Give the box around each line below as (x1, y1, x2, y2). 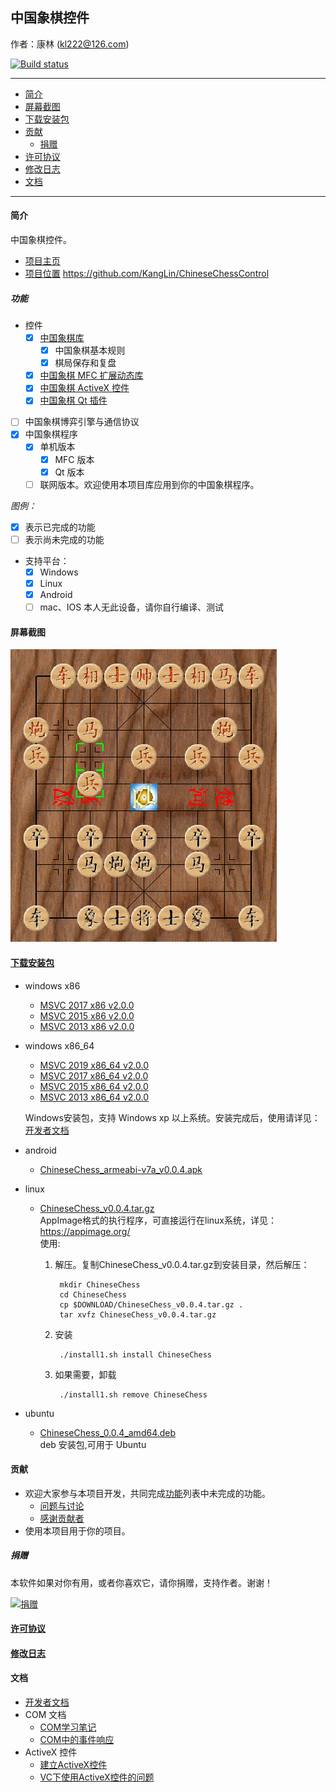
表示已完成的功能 (24, 521, 96, 533)
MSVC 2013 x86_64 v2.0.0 (39, 1091, 150, 1103)
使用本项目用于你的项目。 (24, 1524, 131, 1537)
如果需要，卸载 (54, 1368, 117, 1380)
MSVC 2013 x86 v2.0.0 (39, 1020, 135, 1032)
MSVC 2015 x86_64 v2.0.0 (39, 1080, 149, 1092)
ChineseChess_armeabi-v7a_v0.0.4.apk (39, 1163, 203, 1175)
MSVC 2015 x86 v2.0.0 (39, 1009, 135, 1022)
